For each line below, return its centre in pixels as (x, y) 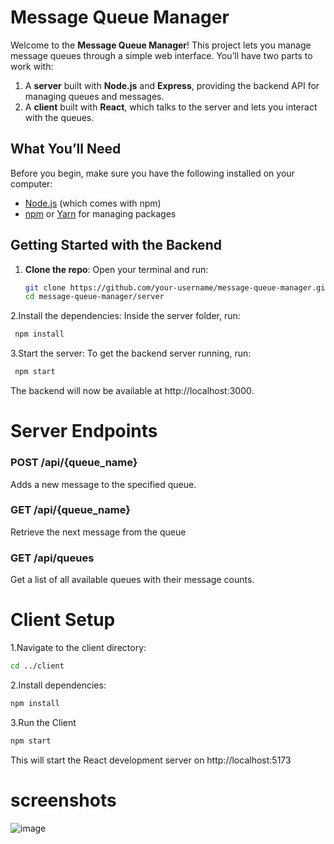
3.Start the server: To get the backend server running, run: (131, 353)
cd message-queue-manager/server (94, 297)
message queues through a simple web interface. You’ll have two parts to (161, 55)
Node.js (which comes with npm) (93, 203)
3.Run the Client (43, 722)
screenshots (63, 800)
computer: (31, 183)
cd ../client (37, 666)
